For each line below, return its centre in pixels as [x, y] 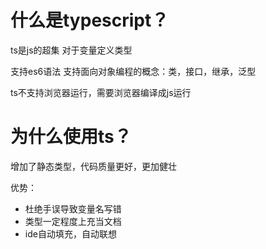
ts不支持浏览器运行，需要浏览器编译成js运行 [101, 92]
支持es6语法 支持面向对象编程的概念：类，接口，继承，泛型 [133, 71]
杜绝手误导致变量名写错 [73, 208]
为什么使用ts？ [71, 137]
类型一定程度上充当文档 [73, 221]
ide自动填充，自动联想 [70, 233]
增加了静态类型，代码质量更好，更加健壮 [93, 166]
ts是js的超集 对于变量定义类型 [71, 50]
